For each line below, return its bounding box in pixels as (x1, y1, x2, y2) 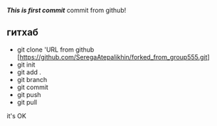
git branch (16, 75, 48, 84)
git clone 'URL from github (16, 45, 95, 54)
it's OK (6, 111, 26, 120)
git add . (16, 67, 42, 76)
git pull (16, 98, 37, 106)
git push (16, 90, 41, 98)
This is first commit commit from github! (6, 6, 127, 14)
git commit (16, 83, 49, 91)
